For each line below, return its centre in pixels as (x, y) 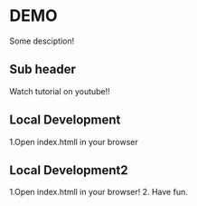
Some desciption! (42, 41)
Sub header (43, 69)
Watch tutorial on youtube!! (60, 91)
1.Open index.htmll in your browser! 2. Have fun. (98, 192)
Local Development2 (69, 170)
